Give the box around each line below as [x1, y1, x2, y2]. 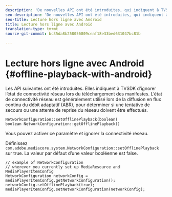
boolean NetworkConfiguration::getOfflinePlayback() [5, 121, 120, 127]
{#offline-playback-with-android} [5, 68, 153, 80]
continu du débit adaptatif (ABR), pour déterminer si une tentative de [5, 102, 150, 108]
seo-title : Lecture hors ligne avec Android [5, 17, 102, 22]
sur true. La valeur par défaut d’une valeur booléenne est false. [5, 150, 138, 156]
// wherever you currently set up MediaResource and [5, 164, 120, 169]
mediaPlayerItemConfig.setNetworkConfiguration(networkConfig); [5, 187, 145, 192]
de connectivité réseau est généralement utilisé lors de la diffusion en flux [5, 96, 161, 102]
